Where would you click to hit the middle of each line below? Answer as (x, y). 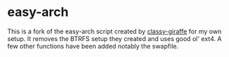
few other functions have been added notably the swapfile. (93, 46)
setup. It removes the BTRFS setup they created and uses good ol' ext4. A (114, 38)
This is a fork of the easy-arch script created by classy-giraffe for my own (114, 31)
